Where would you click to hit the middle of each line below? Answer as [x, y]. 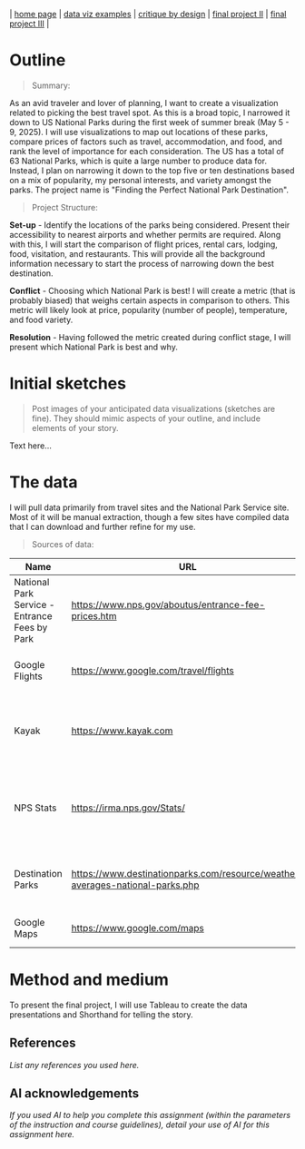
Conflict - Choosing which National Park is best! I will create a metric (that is [152, 290]
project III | [30, 24]
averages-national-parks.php [135, 885]
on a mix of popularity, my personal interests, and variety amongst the [141, 180]
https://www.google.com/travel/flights [152, 670]
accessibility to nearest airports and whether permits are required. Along [145, 234]
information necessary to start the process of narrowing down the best [142, 263]
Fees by [31, 627]
